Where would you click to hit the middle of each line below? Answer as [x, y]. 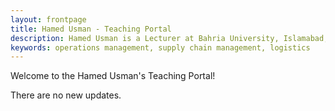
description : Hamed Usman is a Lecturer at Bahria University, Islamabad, [169, 38]
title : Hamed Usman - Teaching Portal [91, 29]
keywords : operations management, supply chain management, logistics [160, 47]
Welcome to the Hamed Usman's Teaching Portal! [113, 76]
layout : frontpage [48, 19]
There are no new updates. [66, 95]
